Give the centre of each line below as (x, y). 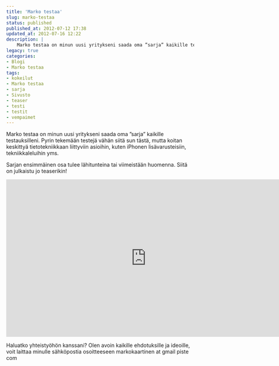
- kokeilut (20, 78)
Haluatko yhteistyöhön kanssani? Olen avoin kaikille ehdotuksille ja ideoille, (98, 345)
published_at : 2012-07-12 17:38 (46, 28)
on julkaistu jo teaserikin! (37, 171)
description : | (25, 39)
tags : (13, 73)
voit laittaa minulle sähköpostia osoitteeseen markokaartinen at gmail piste (97, 352)
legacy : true (22, 51)
